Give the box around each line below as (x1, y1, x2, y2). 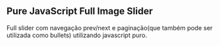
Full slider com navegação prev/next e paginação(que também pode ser (6, 23, 213, 32)
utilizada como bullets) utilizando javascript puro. (6, 31, 148, 39)
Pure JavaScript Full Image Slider (6, 5, 153, 17)
